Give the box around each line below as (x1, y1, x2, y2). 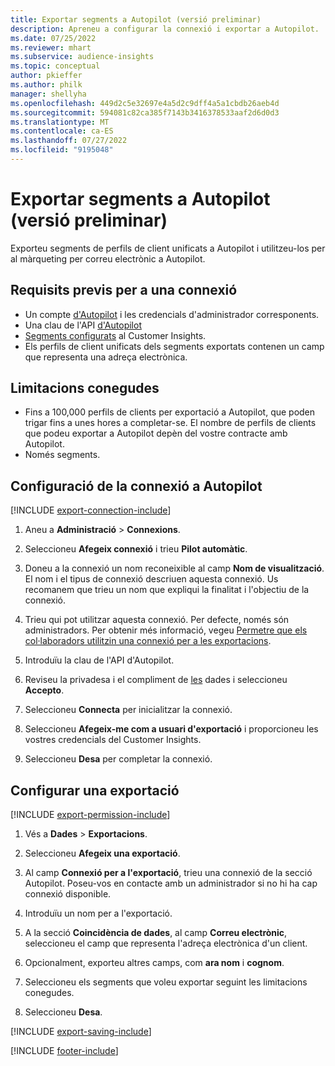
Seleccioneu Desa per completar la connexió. (24, 753, 213, 765)
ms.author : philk (10, 80, 83, 90)
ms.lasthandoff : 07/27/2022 (10, 136, 128, 146)
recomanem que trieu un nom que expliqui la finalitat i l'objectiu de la (24, 584, 310, 596)
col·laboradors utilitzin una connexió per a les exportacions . (24, 635, 272, 647)
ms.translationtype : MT (10, 117, 110, 127)
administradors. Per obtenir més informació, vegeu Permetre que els (24, 624, 308, 636)
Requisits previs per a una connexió (10, 282, 238, 299)
